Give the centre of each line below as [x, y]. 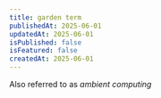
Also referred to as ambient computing [80, 84]
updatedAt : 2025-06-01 [51, 34]
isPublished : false [46, 42]
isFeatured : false [43, 51]
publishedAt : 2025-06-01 [55, 26]
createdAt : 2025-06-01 [51, 59]
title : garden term [46, 17]
